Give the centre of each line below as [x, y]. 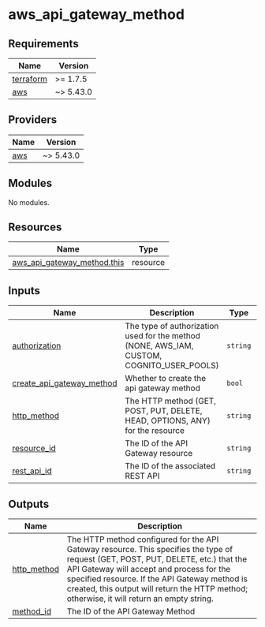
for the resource [155, 431]
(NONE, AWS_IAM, [159, 346]
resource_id [34, 449]
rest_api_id [32, 471]
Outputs [29, 504]
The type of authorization [172, 327]
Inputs [24, 291]
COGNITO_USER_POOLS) [172, 366]
